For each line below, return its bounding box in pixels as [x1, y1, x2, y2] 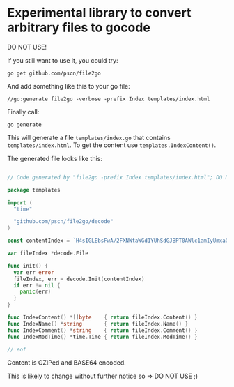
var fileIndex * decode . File [7, 250, 89, 257]
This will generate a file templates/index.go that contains [7, 133, 171, 142]
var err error [13, 268, 54, 276]
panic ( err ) [19, 288, 52, 296]
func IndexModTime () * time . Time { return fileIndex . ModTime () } [7, 333, 198, 340]
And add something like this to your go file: [7, 82, 130, 90]
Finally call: [7, 107, 40, 116]
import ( [7, 199, 33, 206]
